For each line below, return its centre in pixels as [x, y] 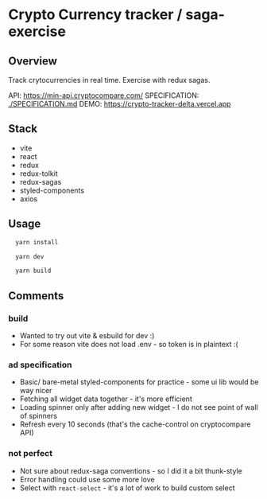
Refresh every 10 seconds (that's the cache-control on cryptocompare [135, 424]
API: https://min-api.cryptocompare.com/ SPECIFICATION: [104, 96]
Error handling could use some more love [87, 479]
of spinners [39, 416]
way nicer [36, 391]
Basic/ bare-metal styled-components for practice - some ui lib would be [139, 382]
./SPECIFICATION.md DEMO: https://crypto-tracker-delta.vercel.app [120, 104]
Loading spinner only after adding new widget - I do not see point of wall [139, 407]
